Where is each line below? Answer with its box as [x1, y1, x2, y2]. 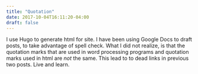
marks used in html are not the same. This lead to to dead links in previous [6, 54, 189, 62]
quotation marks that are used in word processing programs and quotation [6, 49, 189, 56]
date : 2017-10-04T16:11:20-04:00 [6, 14, 89, 20]
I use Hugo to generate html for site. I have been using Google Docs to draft [6, 36, 193, 43]
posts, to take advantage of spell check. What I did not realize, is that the [6, 42, 185, 49]
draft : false [6, 20, 39, 25]
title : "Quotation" [6, 8, 55, 15]
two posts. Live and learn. [6, 61, 70, 68]
